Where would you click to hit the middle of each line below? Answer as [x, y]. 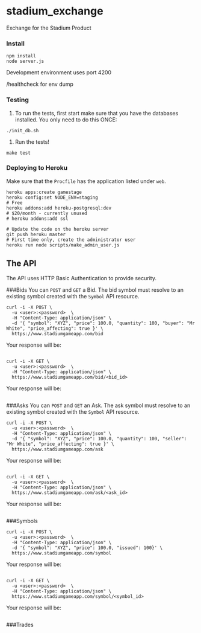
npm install [21, 56]
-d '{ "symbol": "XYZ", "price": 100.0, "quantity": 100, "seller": [99, 439]
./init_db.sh [23, 130]
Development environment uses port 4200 [59, 72]
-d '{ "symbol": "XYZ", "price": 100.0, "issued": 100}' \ [87, 548]
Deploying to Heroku [37, 168]
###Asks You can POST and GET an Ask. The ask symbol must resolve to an [98, 405]
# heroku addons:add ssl [37, 219]
